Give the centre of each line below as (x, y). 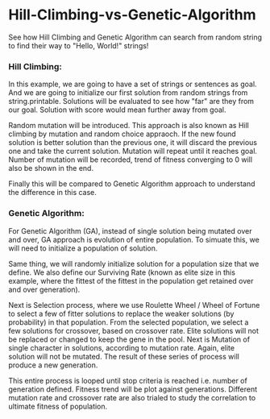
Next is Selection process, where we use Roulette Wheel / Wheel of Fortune (134, 305)
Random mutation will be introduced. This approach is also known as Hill (129, 126)
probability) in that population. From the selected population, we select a (129, 322)
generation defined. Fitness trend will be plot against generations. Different (133, 389)
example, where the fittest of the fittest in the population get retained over (131, 280)
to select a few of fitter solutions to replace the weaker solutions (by (121, 313)
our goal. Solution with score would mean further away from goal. (117, 110)
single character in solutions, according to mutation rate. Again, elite (122, 347)
